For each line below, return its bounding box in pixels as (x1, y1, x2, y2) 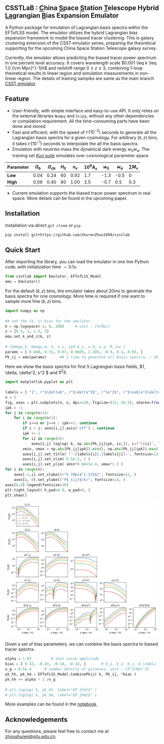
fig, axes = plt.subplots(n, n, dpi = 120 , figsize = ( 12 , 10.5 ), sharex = (5, 400, 152, 405)
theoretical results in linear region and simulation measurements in (5, 70, 139, 76)
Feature (5, 95, 29, 103)
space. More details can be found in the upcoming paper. (12, 195, 128, 201)
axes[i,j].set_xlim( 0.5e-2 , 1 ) (22, 457, 91, 462)
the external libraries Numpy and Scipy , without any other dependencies (12, 113, 154, 119)
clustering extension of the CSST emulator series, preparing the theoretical (5, 40, 156, 46)
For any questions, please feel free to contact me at (5, 728, 109, 734)
